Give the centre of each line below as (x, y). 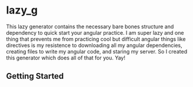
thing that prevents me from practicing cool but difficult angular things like (96, 39)
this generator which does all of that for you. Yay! (66, 58)
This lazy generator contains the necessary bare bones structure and (90, 26)
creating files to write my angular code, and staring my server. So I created (96, 51)
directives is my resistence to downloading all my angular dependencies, (94, 45)
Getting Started (35, 76)
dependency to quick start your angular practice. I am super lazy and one (95, 32)
